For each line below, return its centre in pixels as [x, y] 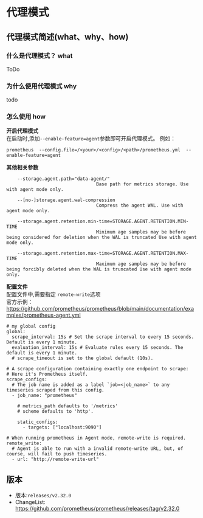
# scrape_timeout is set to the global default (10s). [83, 358]
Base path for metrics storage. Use [143, 184]
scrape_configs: [27, 380]
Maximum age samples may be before [141, 264]
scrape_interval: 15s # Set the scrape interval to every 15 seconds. [103, 337]
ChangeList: [30, 502]
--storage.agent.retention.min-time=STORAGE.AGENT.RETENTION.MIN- [103, 222]
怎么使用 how [26, 117]
